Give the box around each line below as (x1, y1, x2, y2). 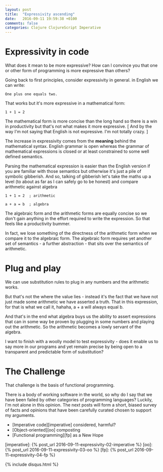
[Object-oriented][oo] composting (12, 427, 80, 432)
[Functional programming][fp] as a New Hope (12, 432, 104, 438)
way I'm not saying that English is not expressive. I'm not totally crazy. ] (5, 129, 148, 135)
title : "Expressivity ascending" (5, 12, 75, 17)
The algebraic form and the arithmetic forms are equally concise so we (5, 210, 147, 216)
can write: (5, 82, 25, 88)
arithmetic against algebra (5, 184, 57, 190)
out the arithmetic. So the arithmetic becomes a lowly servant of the (5, 324, 142, 329)
